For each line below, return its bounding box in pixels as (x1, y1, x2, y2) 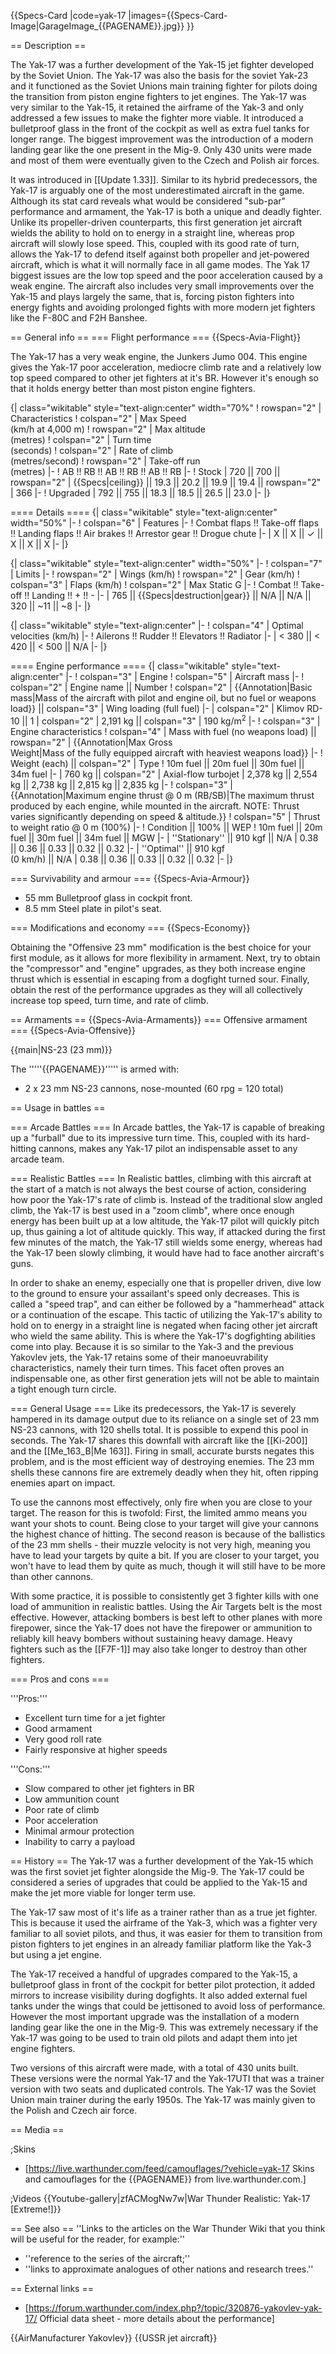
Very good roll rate (24, 1733, 102, 1745)
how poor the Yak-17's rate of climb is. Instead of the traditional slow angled (10, 1193, 323, 1205)
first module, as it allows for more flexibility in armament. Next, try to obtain (10, 951, 321, 964)
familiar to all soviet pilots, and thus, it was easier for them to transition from (10, 1927, 323, 1939)
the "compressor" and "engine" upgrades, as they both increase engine (10, 962, 307, 974)
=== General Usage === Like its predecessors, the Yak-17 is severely (10, 1402, 297, 1414)
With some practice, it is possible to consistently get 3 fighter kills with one (10, 1590, 319, 1602)
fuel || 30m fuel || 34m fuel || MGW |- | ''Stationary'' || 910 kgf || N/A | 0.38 (10, 831, 319, 844)
